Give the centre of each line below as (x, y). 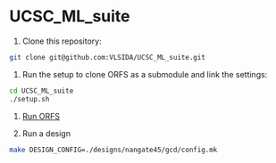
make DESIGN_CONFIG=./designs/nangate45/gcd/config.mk (113, 150)
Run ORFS (41, 116)
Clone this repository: (62, 41)
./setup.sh (29, 99)
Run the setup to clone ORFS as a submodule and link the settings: (145, 74)
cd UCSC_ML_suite (42, 91)
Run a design (46, 133)
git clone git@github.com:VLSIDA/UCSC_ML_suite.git (107, 57)
